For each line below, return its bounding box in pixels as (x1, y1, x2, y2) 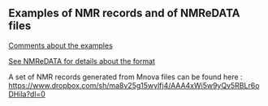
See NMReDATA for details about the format (8, 56, 156, 66)
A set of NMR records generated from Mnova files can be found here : (8, 72, 243, 82)
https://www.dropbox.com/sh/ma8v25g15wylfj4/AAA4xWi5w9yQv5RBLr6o (8, 80, 260, 90)
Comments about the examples (8, 40, 114, 50)
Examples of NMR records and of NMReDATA (8, 6, 240, 20)
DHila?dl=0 (8, 89, 46, 99)
